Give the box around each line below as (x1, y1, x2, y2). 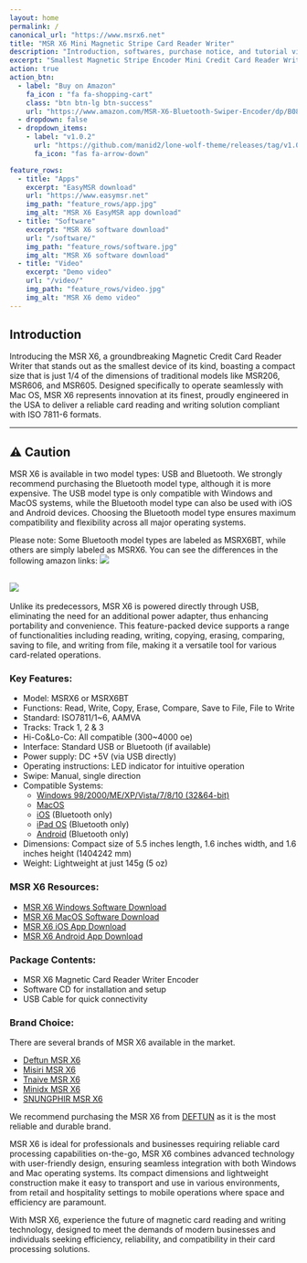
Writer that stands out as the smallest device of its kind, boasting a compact (9, 361, 296, 372)
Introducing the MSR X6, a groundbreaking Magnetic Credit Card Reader (9, 351, 282, 362)
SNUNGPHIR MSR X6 (22, 1093, 103, 1105)
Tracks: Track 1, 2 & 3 (22, 722, 104, 733)
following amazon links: (9, 555, 99, 566)
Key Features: (9, 672, 73, 685)
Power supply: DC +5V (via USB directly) (22, 751, 176, 763)
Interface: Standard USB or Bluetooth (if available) (22, 742, 212, 753)
